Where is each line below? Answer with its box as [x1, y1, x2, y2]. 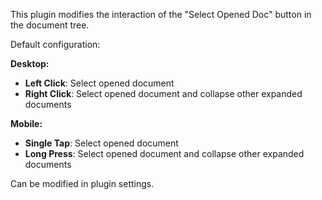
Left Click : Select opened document [24, 77, 175, 89]
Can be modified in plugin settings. [10, 178, 155, 189]
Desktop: [10, 58, 50, 69]
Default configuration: [10, 39, 101, 50]
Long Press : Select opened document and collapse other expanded [24, 148, 305, 159]
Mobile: [10, 118, 43, 129]
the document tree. [10, 19, 90, 31]
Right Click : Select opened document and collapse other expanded [24, 88, 303, 99]
